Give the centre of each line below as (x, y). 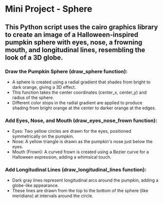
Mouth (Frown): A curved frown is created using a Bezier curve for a (81, 152)
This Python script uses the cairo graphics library (81, 27)
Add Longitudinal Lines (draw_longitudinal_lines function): (76, 170)
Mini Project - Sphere (49, 9)
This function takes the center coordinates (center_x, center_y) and (79, 92)
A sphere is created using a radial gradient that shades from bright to (81, 82)
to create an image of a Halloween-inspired (72, 34)
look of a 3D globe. (34, 57)
